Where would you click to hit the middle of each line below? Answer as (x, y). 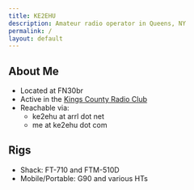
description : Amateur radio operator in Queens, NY (97, 23)
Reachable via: (45, 108)
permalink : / (30, 31)
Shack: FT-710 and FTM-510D (70, 170)
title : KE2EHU (32, 16)
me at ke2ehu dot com (70, 125)
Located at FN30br (51, 91)
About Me (34, 71)
